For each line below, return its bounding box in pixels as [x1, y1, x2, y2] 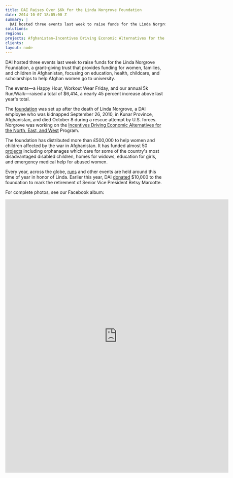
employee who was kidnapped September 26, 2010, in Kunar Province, [5, 111, 153, 117]
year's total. [5, 96, 30, 102]
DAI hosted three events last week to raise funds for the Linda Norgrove [5, 59, 155, 65]
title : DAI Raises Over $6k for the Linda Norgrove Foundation [5, 7, 142, 13]
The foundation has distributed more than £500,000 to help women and [5, 137, 155, 143]
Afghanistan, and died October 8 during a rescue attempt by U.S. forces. [5, 116, 157, 122]
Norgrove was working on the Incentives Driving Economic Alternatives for [5, 122, 161, 128]
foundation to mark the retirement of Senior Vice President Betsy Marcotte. [5, 179, 162, 185]
